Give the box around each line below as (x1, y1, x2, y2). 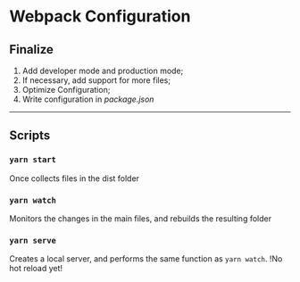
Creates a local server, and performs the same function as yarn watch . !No (9, 253, 283, 264)
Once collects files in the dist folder (9, 172, 140, 184)
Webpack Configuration (9, 6, 191, 27)
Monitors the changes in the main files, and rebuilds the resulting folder (9, 212, 272, 224)
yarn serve (9, 235, 56, 245)
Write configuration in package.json (21, 94, 154, 104)
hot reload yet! (9, 263, 63, 274)
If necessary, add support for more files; (21, 75, 171, 86)
